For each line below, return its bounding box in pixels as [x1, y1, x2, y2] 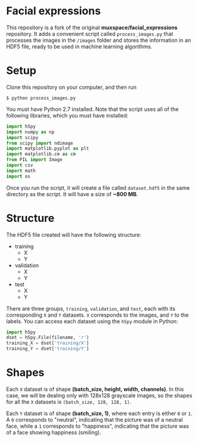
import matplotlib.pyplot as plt [6, 146, 89, 152]
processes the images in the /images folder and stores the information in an [6, 36, 191, 44]
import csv [6, 162, 33, 168]
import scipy [6, 134, 39, 141]
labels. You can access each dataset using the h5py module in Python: [6, 317, 178, 324]
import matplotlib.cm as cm [6, 151, 76, 157]
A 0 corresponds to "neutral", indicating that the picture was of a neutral [6, 416, 183, 423]
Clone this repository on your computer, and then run [6, 84, 137, 91]
